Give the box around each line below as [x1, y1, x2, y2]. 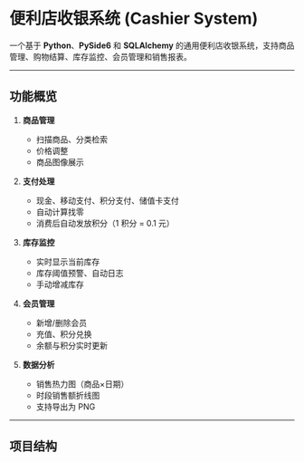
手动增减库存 [35, 278, 84, 290]
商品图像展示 [35, 156, 84, 168]
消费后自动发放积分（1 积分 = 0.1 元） [35, 217, 175, 228]
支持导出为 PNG [35, 400, 96, 412]
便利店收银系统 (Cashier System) [9, 8, 259, 29]
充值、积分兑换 [35, 328, 92, 340]
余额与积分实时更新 [35, 340, 109, 351]
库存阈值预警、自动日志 [35, 267, 124, 278]
